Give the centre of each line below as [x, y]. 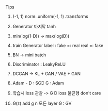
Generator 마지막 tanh [34, 26]
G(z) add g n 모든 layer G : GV [42, 103]
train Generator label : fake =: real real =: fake [58, 45]
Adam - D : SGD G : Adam [38, 83]
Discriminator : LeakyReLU [39, 64]
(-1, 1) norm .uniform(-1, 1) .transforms [50, 16]
